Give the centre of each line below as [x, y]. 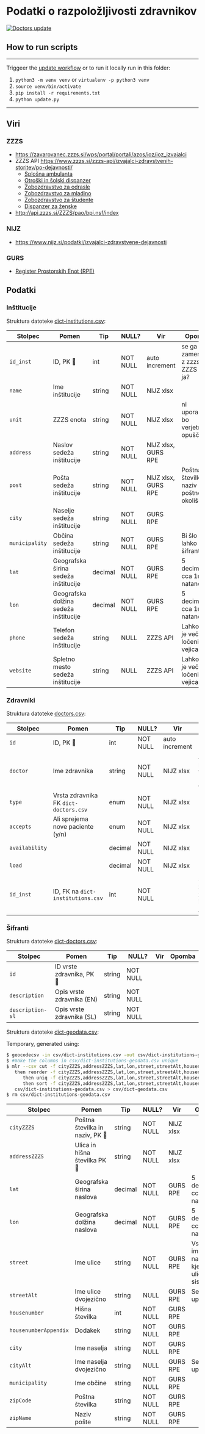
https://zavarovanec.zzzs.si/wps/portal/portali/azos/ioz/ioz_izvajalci [101, 154]
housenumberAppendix [39, 1331]
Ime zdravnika [73, 771]
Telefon [64, 630]
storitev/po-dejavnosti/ [44, 168]
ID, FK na [66, 892]
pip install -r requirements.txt [58, 93]
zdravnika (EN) [76, 1000]
